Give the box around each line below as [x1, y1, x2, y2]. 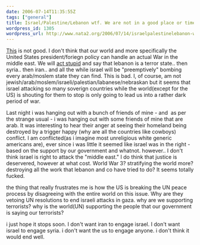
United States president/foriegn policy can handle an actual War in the [6, 54, 179, 61]
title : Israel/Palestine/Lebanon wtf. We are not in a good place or [6, 20, 183, 26]
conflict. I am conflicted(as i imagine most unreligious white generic [6, 134, 172, 142]
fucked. [6, 172, 25, 180]
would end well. [6, 233, 45, 241]
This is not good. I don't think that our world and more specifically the [6, 47, 177, 54]
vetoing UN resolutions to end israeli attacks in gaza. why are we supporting [6, 197, 193, 204]
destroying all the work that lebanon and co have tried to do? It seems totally [6, 166, 194, 173]
